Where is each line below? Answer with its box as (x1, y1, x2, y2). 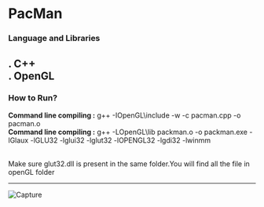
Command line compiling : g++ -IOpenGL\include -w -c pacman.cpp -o (8, 111, 241, 120)
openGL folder (8, 167, 55, 176)
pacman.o (8, 118, 41, 128)
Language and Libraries (8, 33, 101, 44)
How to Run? (8, 93, 57, 103)
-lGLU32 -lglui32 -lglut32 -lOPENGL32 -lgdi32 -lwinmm (30, 135, 211, 145)
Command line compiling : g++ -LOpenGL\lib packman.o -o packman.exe (8, 127, 248, 136)
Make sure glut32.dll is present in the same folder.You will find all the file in (8, 158, 250, 169)
